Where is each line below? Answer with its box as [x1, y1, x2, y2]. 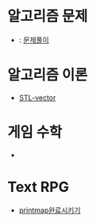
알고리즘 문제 [7, 7, 88, 25]
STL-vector [18, 92, 56, 102]
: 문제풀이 [18, 35, 49, 45]
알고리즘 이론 [7, 66, 88, 84]
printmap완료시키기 [18, 205, 81, 215]
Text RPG [7, 178, 69, 196]
